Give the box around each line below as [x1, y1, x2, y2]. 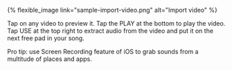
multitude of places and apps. [7, 55, 92, 63]
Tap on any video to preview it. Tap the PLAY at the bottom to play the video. [7, 19, 226, 27]
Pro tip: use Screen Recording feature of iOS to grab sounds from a [7, 48, 199, 55]
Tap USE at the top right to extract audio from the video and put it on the [7, 27, 213, 35]
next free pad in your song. [7, 34, 84, 42]
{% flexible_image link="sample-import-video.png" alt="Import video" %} [7, 6, 218, 14]
